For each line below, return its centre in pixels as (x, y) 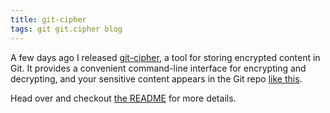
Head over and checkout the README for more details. (123, 98)
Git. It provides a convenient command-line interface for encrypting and (158, 68)
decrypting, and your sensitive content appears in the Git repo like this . (156, 78)
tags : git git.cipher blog (66, 29)
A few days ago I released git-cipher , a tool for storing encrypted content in (165, 57)
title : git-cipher (48, 19)
